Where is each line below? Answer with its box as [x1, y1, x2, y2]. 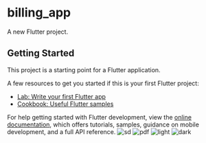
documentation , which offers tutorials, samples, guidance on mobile [7, 120, 199, 129]
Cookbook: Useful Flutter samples [16, 100, 114, 108]
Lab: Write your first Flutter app [16, 92, 106, 100]
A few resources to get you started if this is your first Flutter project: [7, 79, 199, 87]
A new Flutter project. [7, 27, 69, 36]
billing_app [7, 5, 71, 21]
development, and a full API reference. [7, 127, 116, 135]
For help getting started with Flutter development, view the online [7, 113, 192, 121]
